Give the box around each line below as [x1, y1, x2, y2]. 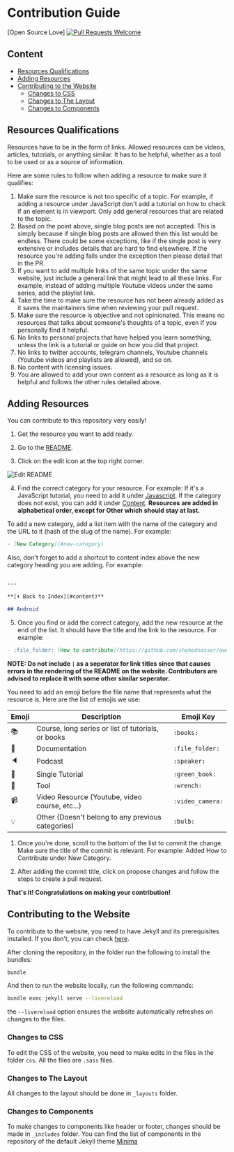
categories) [36, 821, 75, 831]
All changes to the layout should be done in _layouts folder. [7, 1088, 178, 1098]
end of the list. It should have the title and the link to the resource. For [17, 625, 217, 634]
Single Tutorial [36, 769, 84, 779]
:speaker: [173, 757, 206, 766]
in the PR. [17, 258, 45, 267]
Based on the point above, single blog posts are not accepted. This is [17, 221, 216, 230]
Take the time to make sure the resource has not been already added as [17, 296, 224, 305]
